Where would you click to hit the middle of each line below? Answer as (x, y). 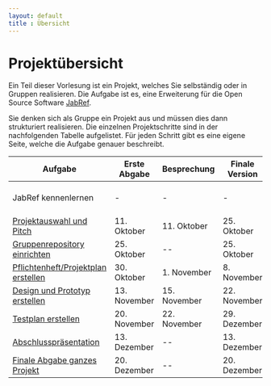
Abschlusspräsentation (56, 342)
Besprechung (188, 169)
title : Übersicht (39, 23)
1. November (187, 273)
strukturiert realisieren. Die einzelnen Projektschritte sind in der (113, 127)
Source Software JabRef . (50, 103)
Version (242, 174)
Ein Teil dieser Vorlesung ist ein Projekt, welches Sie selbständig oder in (128, 86)
